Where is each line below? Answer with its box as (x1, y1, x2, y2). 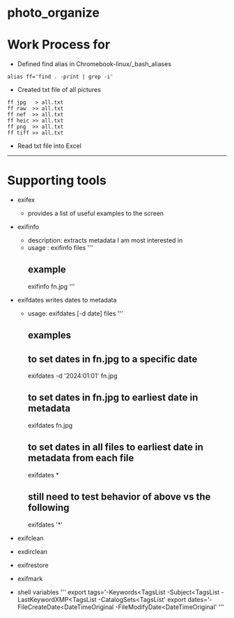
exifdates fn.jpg (27, 421, 73, 429)
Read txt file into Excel (17, 141, 82, 150)
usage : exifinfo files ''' (27, 244, 93, 252)
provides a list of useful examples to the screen (27, 209, 164, 217)
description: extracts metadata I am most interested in (27, 236, 183, 245)
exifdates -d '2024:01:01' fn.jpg (27, 371, 118, 380)
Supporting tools (7, 173, 107, 189)
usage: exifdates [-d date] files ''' (27, 309, 123, 318)
